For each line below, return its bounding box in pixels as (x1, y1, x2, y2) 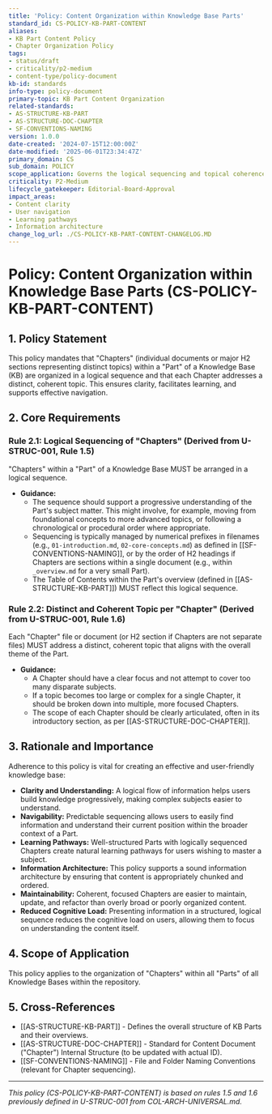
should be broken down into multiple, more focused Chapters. (32, 698, 239, 709)
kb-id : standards (8, 79, 67, 87)
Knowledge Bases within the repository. (8, 977, 141, 987)
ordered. (19, 880, 49, 890)
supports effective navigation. (8, 388, 108, 397)
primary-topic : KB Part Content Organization (8, 95, 164, 103)
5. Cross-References (8, 1001, 116, 1014)
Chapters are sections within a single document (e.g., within (32, 557, 233, 567)
